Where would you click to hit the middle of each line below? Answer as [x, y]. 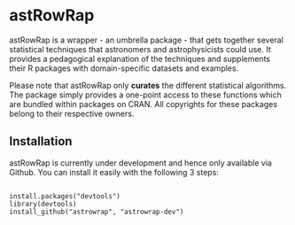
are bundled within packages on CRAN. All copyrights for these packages [143, 104]
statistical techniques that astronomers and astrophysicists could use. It [140, 49]
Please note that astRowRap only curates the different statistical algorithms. [148, 85]
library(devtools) [43, 204]
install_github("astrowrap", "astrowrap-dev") [97, 212]
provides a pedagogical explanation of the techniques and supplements [140, 58]
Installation [41, 141]
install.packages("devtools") [65, 196]
